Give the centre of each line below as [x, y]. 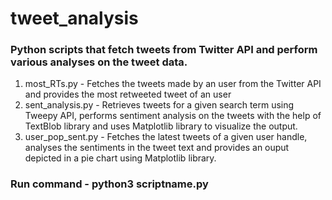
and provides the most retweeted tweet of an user [128, 94]
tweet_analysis [74, 18]
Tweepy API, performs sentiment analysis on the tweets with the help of [173, 116]
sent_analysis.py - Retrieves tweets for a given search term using [159, 105]
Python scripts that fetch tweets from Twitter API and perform [164, 50]
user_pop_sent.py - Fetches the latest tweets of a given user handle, [166, 137]
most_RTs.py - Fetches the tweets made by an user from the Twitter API [173, 84]
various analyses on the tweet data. [99, 62]
